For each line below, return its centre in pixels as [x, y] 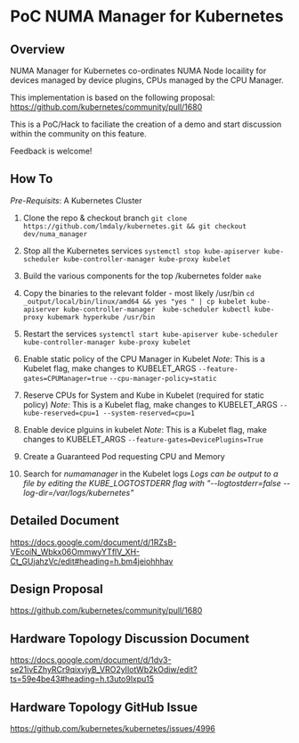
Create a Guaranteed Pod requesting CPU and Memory [124, 456]
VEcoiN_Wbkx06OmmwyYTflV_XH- [75, 551]
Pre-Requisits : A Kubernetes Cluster [76, 200]
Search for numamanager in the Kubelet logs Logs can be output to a [150, 474]
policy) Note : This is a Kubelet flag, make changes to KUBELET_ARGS [150, 404]
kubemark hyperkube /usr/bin [101, 317]
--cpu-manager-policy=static [163, 378]
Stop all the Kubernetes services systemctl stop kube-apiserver [141, 251]
